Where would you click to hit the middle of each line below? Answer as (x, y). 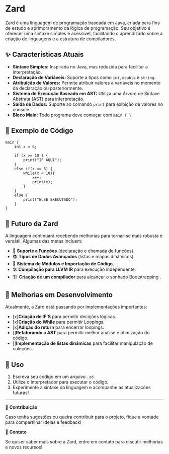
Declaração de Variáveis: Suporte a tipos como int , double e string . (84, 77)
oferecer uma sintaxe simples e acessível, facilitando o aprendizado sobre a (84, 33)
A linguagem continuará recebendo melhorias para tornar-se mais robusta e (84, 236)
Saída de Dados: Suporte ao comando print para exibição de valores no (88, 104)
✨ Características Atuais (45, 55)
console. (21, 109)
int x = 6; (26, 146)
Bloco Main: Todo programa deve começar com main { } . (73, 115)
